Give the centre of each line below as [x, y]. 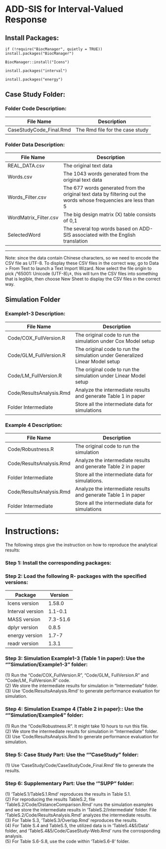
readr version [23, 643]
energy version [25, 636]
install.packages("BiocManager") [40, 53]
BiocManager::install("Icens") [37, 62]
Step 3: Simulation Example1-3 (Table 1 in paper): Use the [75, 658]
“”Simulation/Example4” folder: [44, 715]
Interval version [25, 611]
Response [26, 20]
